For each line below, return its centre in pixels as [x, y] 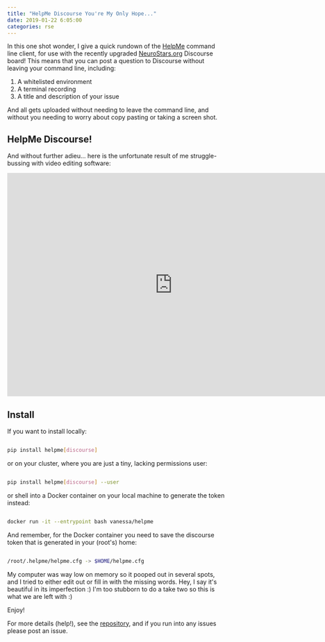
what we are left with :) [40, 596]
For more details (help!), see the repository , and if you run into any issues [112, 623]
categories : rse [31, 26]
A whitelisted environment [55, 82]
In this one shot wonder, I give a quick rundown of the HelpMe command [111, 47]
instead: [19, 502]
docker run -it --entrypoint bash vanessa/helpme [81, 521]
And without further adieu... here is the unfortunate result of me [98, 156]
